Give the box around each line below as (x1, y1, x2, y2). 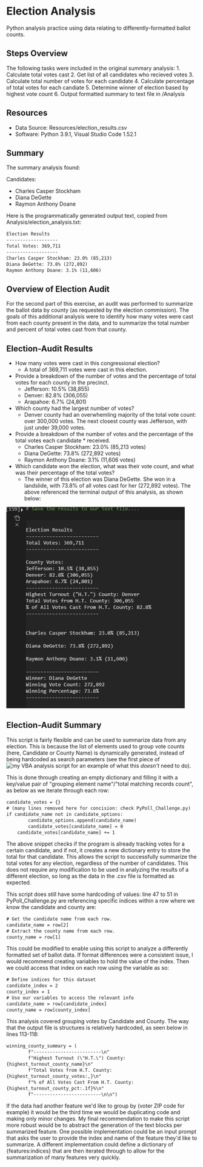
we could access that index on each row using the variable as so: (6, 964, 170, 971)
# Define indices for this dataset (6, 977, 96, 983)
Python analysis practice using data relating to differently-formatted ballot (6, 24, 191, 32)
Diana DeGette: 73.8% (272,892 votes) (24, 450, 121, 457)
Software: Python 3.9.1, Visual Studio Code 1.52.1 (15, 130, 136, 138)
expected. (6, 878, 32, 886)
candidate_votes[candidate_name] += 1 (17, 829, 115, 835)
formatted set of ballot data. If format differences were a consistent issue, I (6, 951, 193, 958)
